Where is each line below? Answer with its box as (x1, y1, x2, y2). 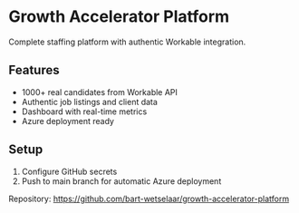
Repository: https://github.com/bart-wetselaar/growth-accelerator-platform (8, 193, 290, 204)
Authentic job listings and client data (21, 96, 158, 107)
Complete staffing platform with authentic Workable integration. (8, 36, 246, 47)
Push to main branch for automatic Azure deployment (21, 175, 222, 187)
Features (8, 63, 60, 78)
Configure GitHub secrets (21, 166, 118, 177)
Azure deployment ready (21, 115, 115, 126)
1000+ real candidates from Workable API (21, 86, 178, 97)
